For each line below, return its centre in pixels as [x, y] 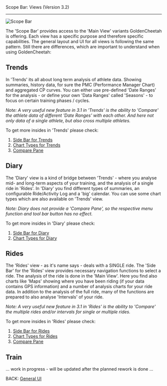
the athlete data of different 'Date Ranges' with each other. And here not [80, 115]
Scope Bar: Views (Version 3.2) [37, 7]
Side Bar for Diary [31, 233]
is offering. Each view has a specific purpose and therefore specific [75, 36]
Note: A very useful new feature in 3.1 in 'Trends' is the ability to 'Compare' [82, 110]
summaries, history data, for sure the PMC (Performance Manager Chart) [80, 85]
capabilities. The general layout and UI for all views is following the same [80, 41]
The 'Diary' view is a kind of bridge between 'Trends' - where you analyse [81, 178]
